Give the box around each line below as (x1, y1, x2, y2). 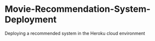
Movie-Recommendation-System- (4, 3, 151, 15)
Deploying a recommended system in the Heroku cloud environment (4, 30, 145, 36)
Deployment (4, 14, 57, 25)
